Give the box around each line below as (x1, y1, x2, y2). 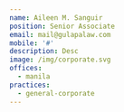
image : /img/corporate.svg (9, 55, 111, 64)
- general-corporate (17, 89, 95, 98)
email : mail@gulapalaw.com (9, 30, 111, 39)
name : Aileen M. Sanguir (9, 13, 103, 23)
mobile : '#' (9, 38, 54, 48)
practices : (9, 80, 51, 89)
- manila (17, 72, 51, 81)
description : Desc (9, 47, 79, 56)
